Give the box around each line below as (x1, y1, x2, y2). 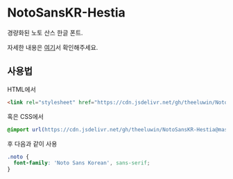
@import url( (7, 126, 45, 133)
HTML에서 (7, 85, 36, 93)
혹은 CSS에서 (7, 112, 44, 120)
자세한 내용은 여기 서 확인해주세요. (7, 43, 98, 51)
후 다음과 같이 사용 (7, 140, 58, 148)
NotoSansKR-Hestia (7, 5, 126, 21)
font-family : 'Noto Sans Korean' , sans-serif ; (13, 160, 150, 167)
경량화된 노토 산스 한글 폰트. (7, 28, 83, 37)
